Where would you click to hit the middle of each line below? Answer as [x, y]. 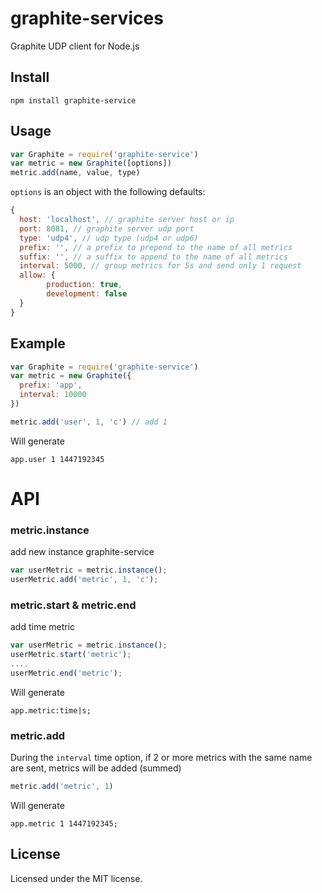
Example [38, 343]
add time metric [43, 627]
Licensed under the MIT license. [76, 878]
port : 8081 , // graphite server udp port [107, 228]
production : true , [84, 285]
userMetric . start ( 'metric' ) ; [71, 655]
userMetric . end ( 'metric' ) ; [66, 673]
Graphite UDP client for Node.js [75, 46]
